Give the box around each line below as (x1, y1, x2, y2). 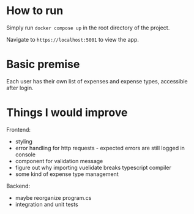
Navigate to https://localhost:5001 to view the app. (6, 36, 140, 43)
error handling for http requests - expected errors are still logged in (15, 144, 185, 151)
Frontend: (6, 126, 31, 133)
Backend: (6, 182, 31, 189)
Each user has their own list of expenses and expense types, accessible (6, 77, 188, 85)
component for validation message (15, 157, 103, 164)
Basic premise (6, 58, 80, 71)
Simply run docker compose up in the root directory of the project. (6, 24, 170, 31)
